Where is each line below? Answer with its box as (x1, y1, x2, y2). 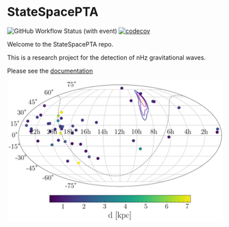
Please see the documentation (7, 67, 93, 75)
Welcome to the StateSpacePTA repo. (7, 40, 114, 48)
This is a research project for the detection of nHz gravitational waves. (7, 53, 206, 62)
